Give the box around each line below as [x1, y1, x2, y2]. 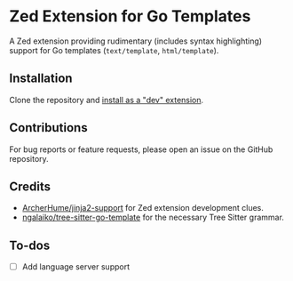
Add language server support [21, 261, 131, 272]
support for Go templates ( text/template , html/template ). [9, 44, 219, 55]
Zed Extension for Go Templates [9, 6, 251, 27]
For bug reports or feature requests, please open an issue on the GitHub [9, 144, 273, 155]
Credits [9, 179, 51, 194]
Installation [9, 71, 73, 86]
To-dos [9, 237, 51, 253]
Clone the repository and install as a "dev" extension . [9, 94, 204, 105]
